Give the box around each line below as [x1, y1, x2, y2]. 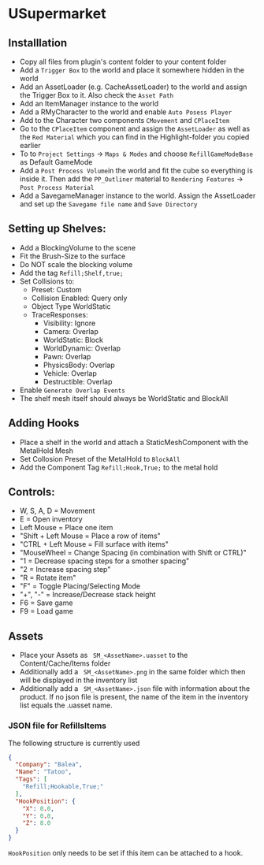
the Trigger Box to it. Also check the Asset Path [19, 91, 174, 99]
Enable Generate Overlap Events [19, 385, 126, 395]
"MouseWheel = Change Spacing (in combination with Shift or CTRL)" [19, 548, 247, 558]
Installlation [8, 36, 68, 50]
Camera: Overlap [43, 326, 99, 336]
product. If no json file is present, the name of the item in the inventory [19, 692, 249, 702]
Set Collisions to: [19, 277, 75, 286]
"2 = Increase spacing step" [19, 565, 111, 574]
